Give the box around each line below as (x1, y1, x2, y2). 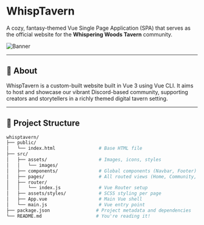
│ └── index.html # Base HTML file (6, 146, 143, 152)
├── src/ (6, 151, 29, 157)
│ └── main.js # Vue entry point (6, 202, 146, 208)
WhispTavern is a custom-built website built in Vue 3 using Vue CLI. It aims (6, 82, 194, 89)
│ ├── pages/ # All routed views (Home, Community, (6, 173, 197, 180)
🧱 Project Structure (6, 118, 80, 129)
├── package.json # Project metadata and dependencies (6, 207, 191, 213)
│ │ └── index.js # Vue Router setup (6, 185, 148, 191)
